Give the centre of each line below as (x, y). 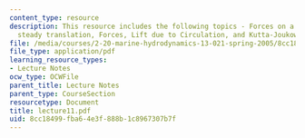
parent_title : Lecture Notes (64, 85)
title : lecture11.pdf (50, 111)
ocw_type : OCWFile (44, 77)
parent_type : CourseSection (63, 94)
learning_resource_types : (58, 60)
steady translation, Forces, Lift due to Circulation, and (132, 34)
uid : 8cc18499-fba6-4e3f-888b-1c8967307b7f (93, 119)
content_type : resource (54, 18)
